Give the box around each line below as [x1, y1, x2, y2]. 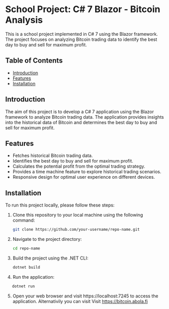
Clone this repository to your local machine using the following [12, 212, 143, 218]
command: [12, 217, 35, 223]
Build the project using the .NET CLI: [12, 255, 89, 261]
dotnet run [12, 284, 35, 289]
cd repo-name [12, 246, 40, 251]
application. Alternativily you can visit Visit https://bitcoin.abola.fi [12, 298, 148, 304]
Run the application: [12, 274, 55, 280]
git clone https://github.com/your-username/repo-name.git [12, 227, 140, 232]
